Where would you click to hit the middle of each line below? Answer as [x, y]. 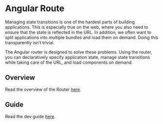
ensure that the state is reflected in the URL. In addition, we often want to [78, 32]
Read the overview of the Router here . [43, 89]
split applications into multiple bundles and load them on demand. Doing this [81, 37]
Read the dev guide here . [30, 116]
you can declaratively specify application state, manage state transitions [78, 57]
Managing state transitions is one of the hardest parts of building [70, 22]
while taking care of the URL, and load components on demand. [69, 62]
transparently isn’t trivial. [30, 42]
